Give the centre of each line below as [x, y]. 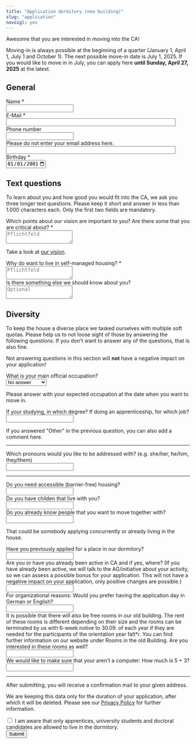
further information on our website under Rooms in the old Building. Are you [97, 640]
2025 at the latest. [28, 69]
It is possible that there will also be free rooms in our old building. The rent [95, 616]
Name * [15, 102]
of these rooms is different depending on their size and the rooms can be [94, 622]
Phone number [24, 129]
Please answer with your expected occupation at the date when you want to [97, 394]
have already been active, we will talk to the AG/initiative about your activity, [97, 569]
